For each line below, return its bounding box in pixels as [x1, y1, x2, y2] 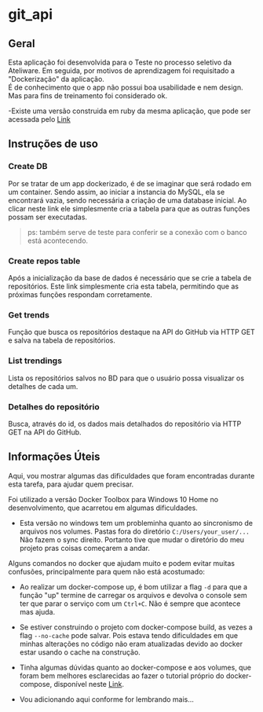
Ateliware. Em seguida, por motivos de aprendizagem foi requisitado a [8, 66, 236, 75]
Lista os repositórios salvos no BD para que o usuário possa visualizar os [8, 373, 245, 383]
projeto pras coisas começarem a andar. [19, 543, 151, 552]
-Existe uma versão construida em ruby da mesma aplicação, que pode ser [8, 106, 251, 116]
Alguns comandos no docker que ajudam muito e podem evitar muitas [8, 558, 236, 567]
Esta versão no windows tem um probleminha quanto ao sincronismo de [19, 518, 254, 527]
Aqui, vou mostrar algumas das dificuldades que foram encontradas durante [8, 471, 255, 480]
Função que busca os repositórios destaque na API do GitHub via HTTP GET [8, 328, 255, 337]
